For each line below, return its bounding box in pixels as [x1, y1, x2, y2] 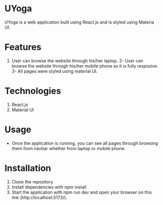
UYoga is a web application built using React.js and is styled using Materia [4, 19, 155, 25]
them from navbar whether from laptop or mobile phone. [11, 145, 126, 151]
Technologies [4, 85, 62, 97]
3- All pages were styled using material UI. [11, 68, 98, 74]
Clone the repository [11, 179, 53, 184]
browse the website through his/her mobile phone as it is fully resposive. [11, 63, 159, 69]
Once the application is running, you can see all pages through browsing [11, 140, 158, 146]
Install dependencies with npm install [11, 184, 87, 190]
